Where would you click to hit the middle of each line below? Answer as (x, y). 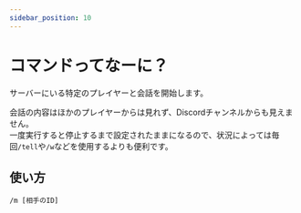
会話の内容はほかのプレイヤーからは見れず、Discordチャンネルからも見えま (151, 112)
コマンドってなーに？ (89, 66)
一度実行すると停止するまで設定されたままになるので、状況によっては (140, 135)
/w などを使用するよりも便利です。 (109, 146)
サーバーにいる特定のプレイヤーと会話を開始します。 (109, 93)
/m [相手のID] (34, 201)
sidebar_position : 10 (51, 18)
